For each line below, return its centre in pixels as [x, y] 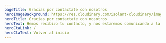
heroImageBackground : [27, 14]
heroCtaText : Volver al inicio [37, 33]
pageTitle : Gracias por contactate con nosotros [56, 10]
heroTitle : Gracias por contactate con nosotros [56, 19]
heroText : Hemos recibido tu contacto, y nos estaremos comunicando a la [83, 23]
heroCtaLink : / [20, 28]
